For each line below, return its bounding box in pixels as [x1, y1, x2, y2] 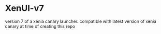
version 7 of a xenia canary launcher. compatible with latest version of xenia [5, 18, 157, 24]
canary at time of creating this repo [5, 23, 75, 29]
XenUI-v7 [5, 3, 44, 14]
